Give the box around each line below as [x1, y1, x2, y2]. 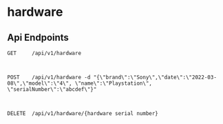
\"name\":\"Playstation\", [74, 80, 153, 87]
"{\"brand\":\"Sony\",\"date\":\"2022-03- [93, 74, 217, 81]
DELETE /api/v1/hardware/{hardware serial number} [7, 110, 158, 117]
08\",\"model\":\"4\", [7, 80, 72, 87]
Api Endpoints [7, 32, 69, 43]
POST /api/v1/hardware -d [7, 74, 91, 81]
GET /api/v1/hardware [7, 50, 81, 56]
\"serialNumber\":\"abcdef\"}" [7, 86, 97, 93]
